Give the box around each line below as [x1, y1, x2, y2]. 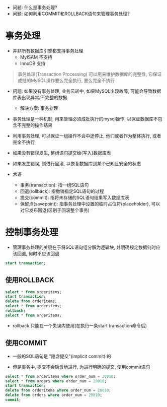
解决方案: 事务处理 [20, 105, 58, 111]
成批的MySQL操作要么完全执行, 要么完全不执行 [17, 77, 115, 83]
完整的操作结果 [21, 122, 53, 128]
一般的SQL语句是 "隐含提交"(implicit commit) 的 [12, 353, 112, 359]
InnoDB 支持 [20, 60, 46, 66]
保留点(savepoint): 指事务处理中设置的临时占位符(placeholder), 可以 [20, 200, 160, 207]
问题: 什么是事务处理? [12, 5, 57, 10]
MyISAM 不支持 [20, 54, 53, 60]
